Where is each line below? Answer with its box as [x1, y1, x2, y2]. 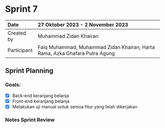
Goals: [5, 81, 21, 88]
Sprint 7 [5, 3, 38, 15]
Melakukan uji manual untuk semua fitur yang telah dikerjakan [12, 103, 137, 109]
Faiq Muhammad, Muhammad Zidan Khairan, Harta [37, 43, 155, 50]
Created [7, 30, 27, 36]
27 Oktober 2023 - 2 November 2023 [37, 21, 129, 28]
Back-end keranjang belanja [12, 93, 69, 98]
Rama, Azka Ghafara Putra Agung [37, 50, 115, 57]
